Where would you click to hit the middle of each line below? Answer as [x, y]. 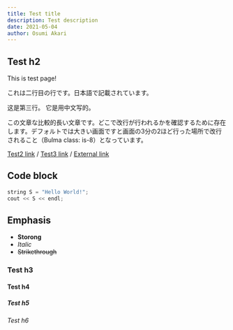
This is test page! [32, 78]
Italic [24, 245]
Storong [29, 237]
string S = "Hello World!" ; [48, 192]
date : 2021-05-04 [32, 27]
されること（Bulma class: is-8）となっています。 [77, 140]
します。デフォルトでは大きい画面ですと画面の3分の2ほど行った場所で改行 [114, 131]
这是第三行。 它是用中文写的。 [51, 108]
